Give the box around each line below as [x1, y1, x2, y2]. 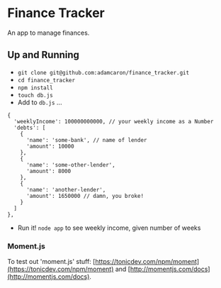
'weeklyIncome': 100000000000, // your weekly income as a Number [13, 118, 214, 125]
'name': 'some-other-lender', [25, 161, 115, 168]
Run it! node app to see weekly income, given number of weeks [17, 223, 201, 232]
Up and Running [7, 49, 80, 61]
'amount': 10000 [25, 143, 74, 150]
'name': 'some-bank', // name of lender [25, 136, 147, 143]
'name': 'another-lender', [25, 186, 106, 193]
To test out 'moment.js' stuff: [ [7, 257, 96, 266]
